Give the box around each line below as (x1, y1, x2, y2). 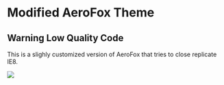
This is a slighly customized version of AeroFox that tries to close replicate (7, 50, 217, 58)
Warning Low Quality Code (7, 32, 124, 44)
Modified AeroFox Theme (7, 5, 155, 21)
